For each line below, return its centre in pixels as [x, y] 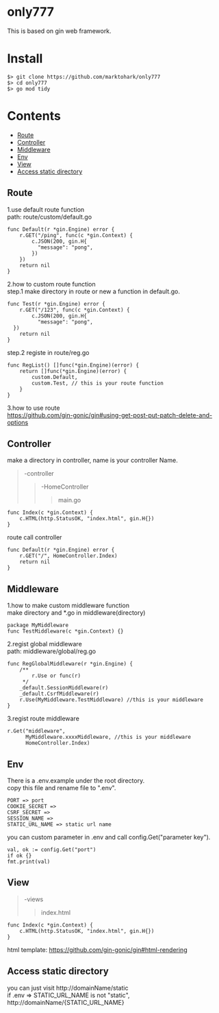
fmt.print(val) [29, 862]
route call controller [35, 537]
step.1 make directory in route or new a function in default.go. [93, 291]
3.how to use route [34, 408]
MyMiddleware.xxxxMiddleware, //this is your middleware [108, 737]
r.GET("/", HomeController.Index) [68, 556]
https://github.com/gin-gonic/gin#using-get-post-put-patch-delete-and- [110, 415]
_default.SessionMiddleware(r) [64, 688]
